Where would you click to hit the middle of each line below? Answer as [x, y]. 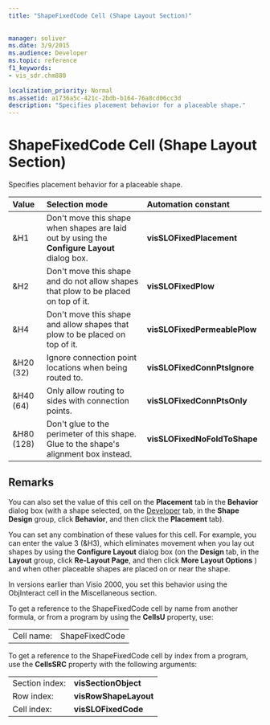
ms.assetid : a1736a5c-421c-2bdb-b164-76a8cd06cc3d [95, 98]
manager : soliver [37, 38]
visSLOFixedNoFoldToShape [202, 439]
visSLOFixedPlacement [192, 238]
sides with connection [88, 401]
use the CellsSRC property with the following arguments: [103, 664]
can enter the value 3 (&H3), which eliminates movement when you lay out [131, 543]
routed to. [65, 378]
